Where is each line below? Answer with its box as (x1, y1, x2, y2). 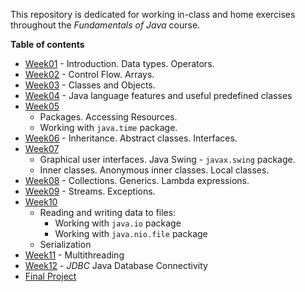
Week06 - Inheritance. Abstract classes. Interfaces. (24, 132, 238, 144)
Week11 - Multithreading (24, 249, 125, 261)
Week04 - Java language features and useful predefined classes (24, 90, 293, 101)
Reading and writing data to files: (39, 207, 177, 218)
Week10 (24, 196, 58, 208)
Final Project (24, 270, 77, 282)
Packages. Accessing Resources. (39, 111, 178, 123)
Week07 (24, 143, 60, 154)
